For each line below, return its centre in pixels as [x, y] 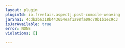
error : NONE [18, 29]
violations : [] [22, 33]
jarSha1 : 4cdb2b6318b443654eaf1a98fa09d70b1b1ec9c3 [61, 19]
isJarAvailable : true [28, 24]
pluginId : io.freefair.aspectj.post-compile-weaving [63, 15]
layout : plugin [22, 10]
